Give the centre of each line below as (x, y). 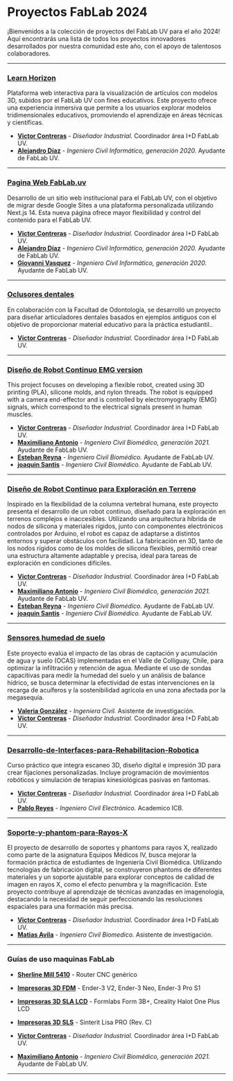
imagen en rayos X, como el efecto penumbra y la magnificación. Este (107, 885)
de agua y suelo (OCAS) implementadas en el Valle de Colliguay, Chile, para (115, 661)
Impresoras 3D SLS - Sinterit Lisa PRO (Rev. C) (85, 1022)
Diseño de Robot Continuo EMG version (75, 370)
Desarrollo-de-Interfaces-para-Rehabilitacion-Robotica (103, 750)
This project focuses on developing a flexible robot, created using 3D (106, 385)
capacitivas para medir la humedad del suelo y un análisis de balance (106, 675)
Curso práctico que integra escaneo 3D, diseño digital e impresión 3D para (114, 765)
